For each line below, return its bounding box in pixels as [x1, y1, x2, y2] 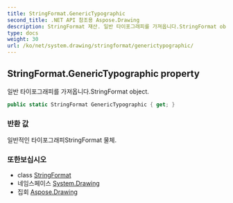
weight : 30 [7, 36, 39, 43]
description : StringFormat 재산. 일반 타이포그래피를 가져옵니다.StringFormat [7, 23, 217, 30]
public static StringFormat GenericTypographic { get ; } [7, 101, 175, 108]
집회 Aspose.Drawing [17, 188, 78, 196]
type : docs [7, 29, 39, 37]
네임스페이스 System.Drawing [17, 179, 101, 188]
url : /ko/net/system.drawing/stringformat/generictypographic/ [7, 42, 194, 49]
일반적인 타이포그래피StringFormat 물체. [7, 136, 116, 144]
